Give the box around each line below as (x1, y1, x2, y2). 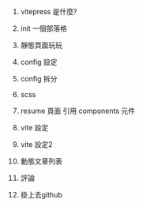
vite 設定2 (20, 140, 54, 149)
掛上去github (20, 190, 62, 199)
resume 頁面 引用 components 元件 (20, 106, 136, 115)
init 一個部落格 (20, 24, 68, 33)
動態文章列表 (20, 156, 62, 166)
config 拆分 (20, 74, 58, 83)
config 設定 (20, 58, 58, 66)
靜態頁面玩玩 (20, 40, 62, 50)
